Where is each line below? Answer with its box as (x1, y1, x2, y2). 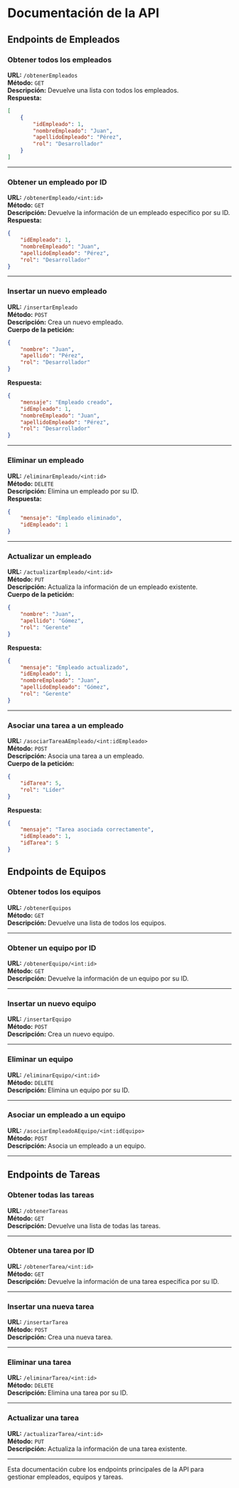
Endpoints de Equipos (7, 866, 107, 878)
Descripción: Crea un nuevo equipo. (7, 1030, 115, 1039)
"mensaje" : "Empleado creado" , (20, 399, 113, 406)
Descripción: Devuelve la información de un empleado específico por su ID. (7, 209, 230, 217)
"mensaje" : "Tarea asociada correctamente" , (20, 826, 154, 834)
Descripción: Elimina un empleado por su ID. (7, 486, 139, 496)
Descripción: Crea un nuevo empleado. (7, 318, 124, 326)
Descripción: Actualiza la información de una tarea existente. (7, 1444, 187, 1453)
